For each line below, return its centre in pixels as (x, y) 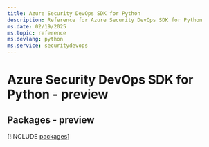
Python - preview (58, 95)
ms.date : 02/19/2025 (37, 26)
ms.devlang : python (35, 39)
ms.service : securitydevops (48, 46)
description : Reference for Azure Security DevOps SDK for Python (105, 20)
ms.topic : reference (37, 33)
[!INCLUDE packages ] (38, 136)
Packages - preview (51, 120)
